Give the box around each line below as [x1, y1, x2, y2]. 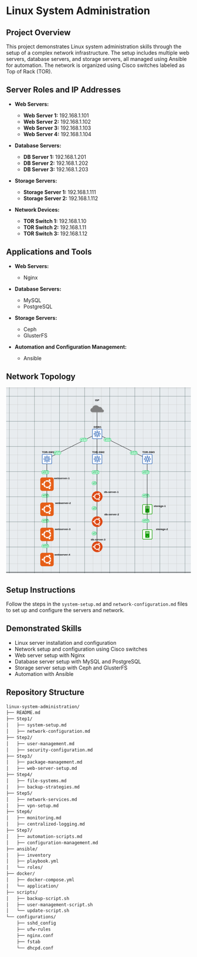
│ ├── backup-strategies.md [6, 784, 80, 790]
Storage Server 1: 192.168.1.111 [23, 188, 96, 195]
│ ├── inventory [6, 852, 51, 858]
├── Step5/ [6, 790, 33, 796]
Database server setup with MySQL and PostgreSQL [14, 658, 142, 665]
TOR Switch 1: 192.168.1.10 [23, 217, 87, 224]
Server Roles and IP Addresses [6, 85, 121, 95]
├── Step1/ [6, 716, 33, 722]
